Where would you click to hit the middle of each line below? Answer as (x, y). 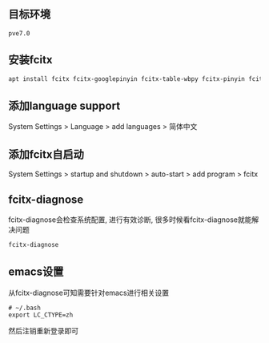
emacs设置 (36, 272)
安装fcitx (30, 60)
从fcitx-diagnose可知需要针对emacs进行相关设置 (89, 293)
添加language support (64, 105)
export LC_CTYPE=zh (41, 315)
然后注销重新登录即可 (43, 330)
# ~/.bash (25, 308)
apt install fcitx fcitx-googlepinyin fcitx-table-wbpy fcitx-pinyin (127, 79)
